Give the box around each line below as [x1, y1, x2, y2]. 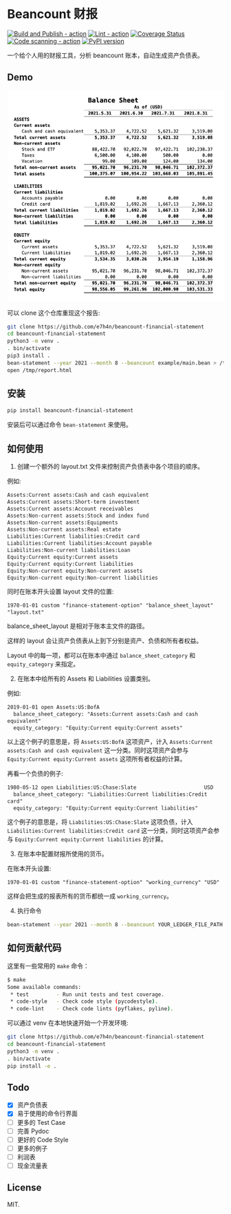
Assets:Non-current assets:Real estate [7, 526, 122, 533]
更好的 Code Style [16, 1135, 69, 1144]
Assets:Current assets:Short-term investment [7, 498, 140, 506]
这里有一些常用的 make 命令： [7, 961, 89, 970]
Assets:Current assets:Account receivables [7, 505, 134, 513]
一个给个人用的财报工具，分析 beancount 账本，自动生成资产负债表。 [7, 51, 204, 59]
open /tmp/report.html [7, 366, 72, 373]
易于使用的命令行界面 [16, 1109, 78, 1118]
